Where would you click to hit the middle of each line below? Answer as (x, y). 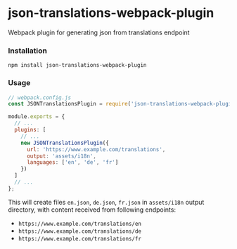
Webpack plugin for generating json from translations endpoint (99, 32)
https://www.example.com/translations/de (79, 231)
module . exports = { (37, 117)
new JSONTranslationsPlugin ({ (65, 143)
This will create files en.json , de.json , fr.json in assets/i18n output (106, 202)
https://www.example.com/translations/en (79, 224)
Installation (28, 51)
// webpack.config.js (40, 97)
